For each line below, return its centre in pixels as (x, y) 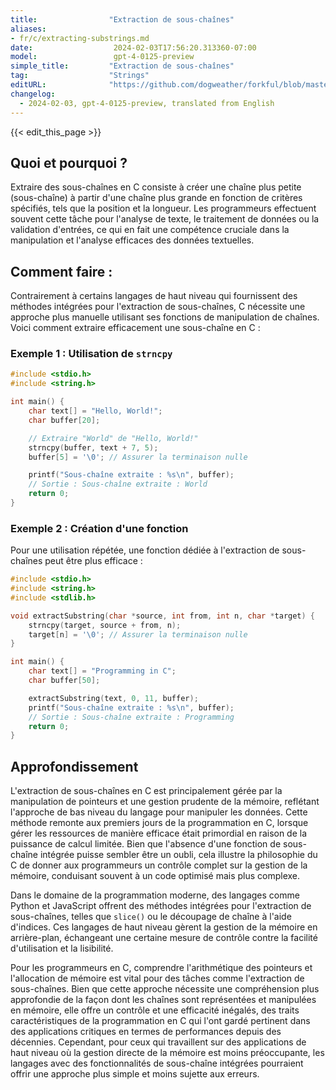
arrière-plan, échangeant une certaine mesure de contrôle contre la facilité (164, 938)
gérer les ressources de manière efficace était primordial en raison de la (159, 833)
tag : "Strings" (80, 76)
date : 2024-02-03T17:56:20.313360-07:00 (133, 47)
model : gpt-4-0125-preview (102, 57)
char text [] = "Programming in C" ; (102, 671)
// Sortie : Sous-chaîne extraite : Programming (131, 717)
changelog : (33, 94)
